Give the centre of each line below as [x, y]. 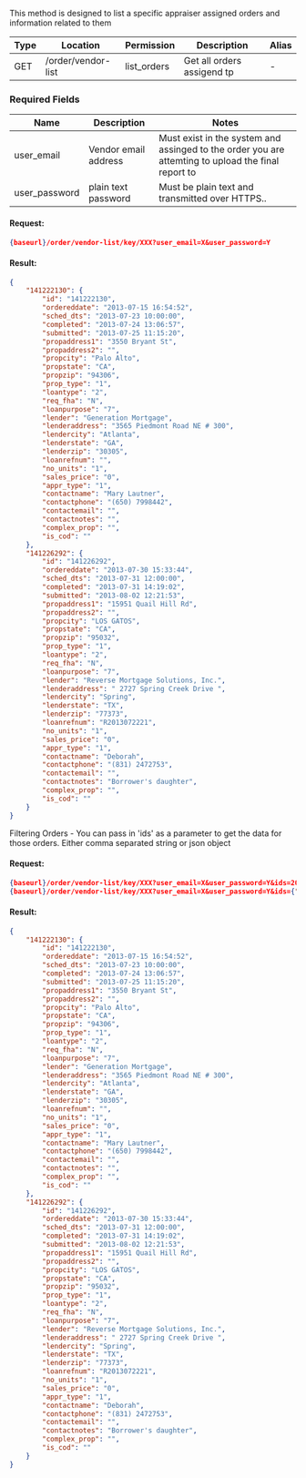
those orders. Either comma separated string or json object [120, 842]
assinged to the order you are [222, 149]
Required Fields [45, 99]
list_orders [147, 66]
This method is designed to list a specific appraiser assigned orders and [145, 13]
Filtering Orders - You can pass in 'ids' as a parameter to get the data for [146, 833]
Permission [150, 45]
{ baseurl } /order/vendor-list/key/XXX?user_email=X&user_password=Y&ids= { [153, 892]
